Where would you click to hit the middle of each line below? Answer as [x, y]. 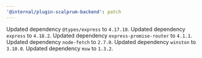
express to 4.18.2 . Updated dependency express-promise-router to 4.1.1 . [99, 35]
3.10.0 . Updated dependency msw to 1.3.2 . [60, 48]
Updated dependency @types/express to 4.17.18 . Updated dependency [96, 29]
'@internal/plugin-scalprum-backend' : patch [64, 12]
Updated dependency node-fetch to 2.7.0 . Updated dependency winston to [101, 42]
